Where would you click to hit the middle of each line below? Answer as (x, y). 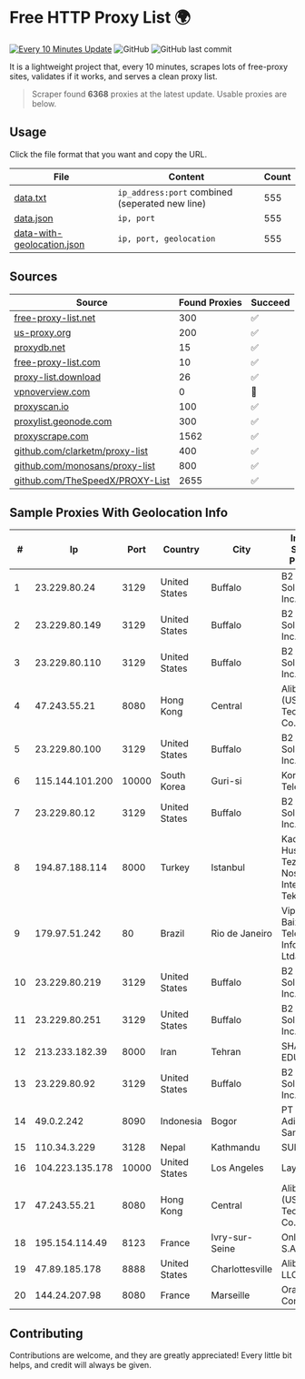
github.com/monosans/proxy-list (85, 465)
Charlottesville (242, 1269)
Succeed (271, 302)
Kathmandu (236, 1148)
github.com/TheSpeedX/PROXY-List (92, 481)
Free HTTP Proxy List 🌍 (100, 18)
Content (187, 177)
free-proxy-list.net (55, 318)
